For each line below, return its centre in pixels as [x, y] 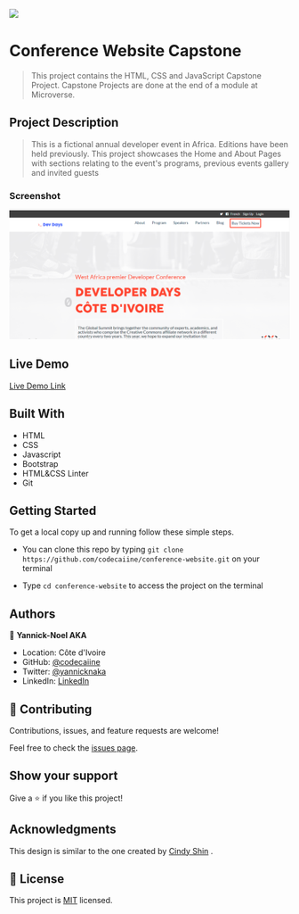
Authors [32, 614]
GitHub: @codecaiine [61, 662]
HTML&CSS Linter [55, 473]
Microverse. [53, 95]
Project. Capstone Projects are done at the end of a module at [144, 85]
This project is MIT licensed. [61, 901]
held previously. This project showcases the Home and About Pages [156, 154]
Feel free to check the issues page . [73, 748]
